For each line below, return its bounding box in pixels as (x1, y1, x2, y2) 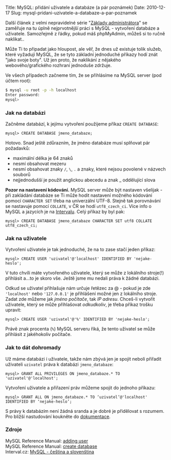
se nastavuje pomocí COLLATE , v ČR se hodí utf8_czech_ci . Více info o (5, 203, 152, 209)
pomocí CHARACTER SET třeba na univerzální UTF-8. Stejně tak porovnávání (5, 197, 161, 204)
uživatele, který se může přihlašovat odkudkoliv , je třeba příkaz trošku (5, 302, 153, 308)
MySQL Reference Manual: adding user (5, 437, 89, 444)
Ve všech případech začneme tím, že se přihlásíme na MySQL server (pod (5, 72, 162, 78)
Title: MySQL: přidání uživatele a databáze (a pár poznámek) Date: (5, 5, 146, 10)
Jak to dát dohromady (5, 344, 61, 351)
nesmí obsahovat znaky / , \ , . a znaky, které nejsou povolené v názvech (12, 166, 166, 172)
